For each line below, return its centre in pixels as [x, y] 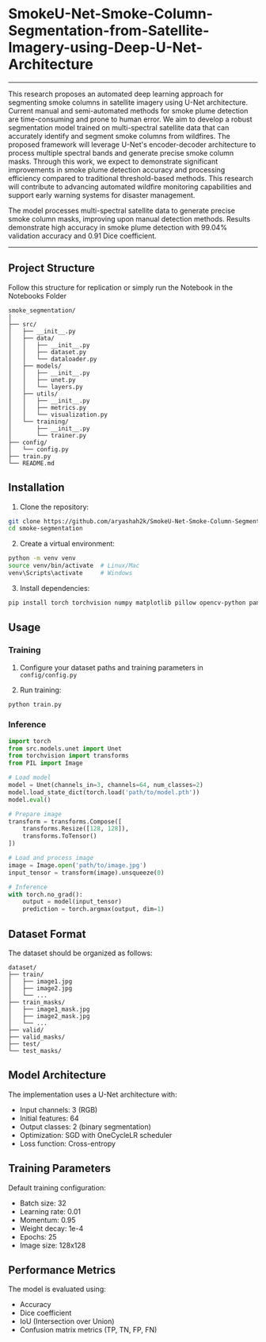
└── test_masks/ [35, 1051]
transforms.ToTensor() [60, 836]
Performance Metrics [62, 1270]
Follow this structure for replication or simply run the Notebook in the [121, 287]
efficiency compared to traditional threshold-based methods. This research [131, 178]
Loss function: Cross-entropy [68, 1143]
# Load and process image [51, 858]
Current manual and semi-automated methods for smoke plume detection [128, 110]
